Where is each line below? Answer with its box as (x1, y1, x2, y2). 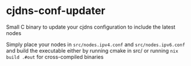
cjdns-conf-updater (6, 4, 106, 18)
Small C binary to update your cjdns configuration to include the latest (6, 23, 176, 30)
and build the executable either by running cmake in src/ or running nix (6, 47, 179, 54)
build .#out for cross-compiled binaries (6, 53, 104, 60)
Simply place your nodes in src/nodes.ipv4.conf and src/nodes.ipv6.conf (6, 41, 185, 48)
